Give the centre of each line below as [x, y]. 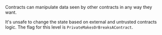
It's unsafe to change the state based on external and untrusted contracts [81, 22]
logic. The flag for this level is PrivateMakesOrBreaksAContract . [69, 27]
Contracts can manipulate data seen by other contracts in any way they [79, 7]
